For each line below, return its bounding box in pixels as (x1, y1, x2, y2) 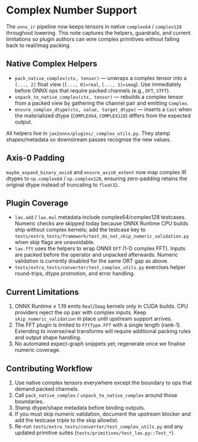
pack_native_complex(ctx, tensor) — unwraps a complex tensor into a (14, 74, 187, 81)
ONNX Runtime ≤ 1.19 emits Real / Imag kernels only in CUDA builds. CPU (14, 303, 189, 310)
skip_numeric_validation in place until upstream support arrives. (14, 315, 173, 323)
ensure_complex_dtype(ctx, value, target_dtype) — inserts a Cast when (14, 105, 193, 112)
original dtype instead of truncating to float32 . (6, 181, 120, 188)
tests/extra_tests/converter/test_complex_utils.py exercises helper (14, 264, 186, 271)
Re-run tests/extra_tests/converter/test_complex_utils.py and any (14, 423, 184, 430)
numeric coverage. (14, 347, 61, 354)
